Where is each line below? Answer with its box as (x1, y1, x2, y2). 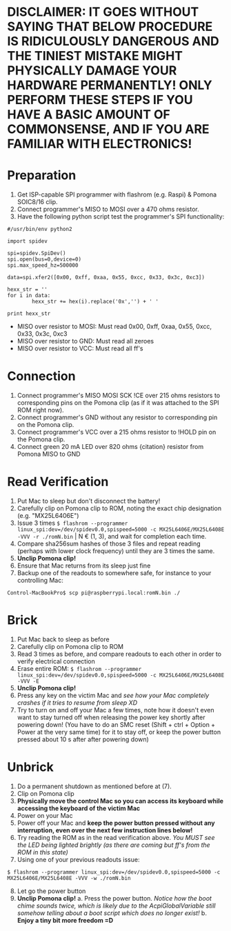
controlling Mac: (17, 577, 63, 584)
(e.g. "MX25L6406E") (17, 512, 79, 519)
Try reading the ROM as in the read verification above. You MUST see (17, 833, 215, 841)
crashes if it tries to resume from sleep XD (17, 698, 138, 707)
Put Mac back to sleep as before (17, 635, 110, 643)
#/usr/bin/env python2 (7, 226, 72, 233)
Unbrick (7, 759, 54, 775)
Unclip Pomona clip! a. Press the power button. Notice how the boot (17, 894, 212, 902)
